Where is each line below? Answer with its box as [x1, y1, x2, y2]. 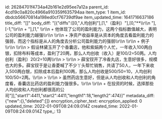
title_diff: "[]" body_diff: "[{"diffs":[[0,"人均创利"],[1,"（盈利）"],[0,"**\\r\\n [5, 20, 151, 26]
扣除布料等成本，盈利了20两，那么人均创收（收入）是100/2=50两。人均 [13, 50, 157, 56]
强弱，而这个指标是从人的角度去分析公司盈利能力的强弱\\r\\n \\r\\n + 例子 [5, 38, 150, 44]
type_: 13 [43, 108, 61, 114]
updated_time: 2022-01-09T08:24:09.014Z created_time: [5, 104, 118, 109]
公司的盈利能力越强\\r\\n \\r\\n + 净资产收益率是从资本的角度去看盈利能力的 [5, 32, 154, 38]
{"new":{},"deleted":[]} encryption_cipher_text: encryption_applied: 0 [5, 98, 142, 104]
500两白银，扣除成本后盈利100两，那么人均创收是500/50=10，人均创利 [9, 69, 152, 74]
